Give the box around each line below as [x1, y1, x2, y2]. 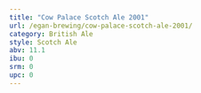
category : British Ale [9, 29, 93, 38]
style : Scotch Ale [9, 37, 77, 47]
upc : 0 [9, 71, 34, 80]
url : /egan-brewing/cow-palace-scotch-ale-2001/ [9, 21, 193, 30]
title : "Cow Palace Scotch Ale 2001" [9, 12, 149, 22]
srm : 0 [9, 63, 34, 72]
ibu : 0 [9, 54, 34, 63]
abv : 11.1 [9, 46, 46, 55]
